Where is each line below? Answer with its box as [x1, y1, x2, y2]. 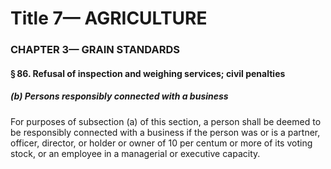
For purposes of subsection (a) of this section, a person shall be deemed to [10, 115, 322, 127]
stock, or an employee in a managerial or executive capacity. [10, 147, 261, 159]
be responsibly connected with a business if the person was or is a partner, [10, 126, 321, 138]
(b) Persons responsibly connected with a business [10, 90, 229, 102]
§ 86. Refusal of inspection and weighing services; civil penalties [10, 67, 286, 79]
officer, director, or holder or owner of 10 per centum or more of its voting [10, 137, 313, 149]
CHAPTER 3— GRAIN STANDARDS [10, 43, 180, 57]
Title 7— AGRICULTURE [10, 7, 208, 30]
